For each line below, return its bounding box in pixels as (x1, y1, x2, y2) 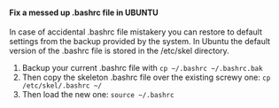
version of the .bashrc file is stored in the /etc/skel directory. (9, 45, 230, 57)
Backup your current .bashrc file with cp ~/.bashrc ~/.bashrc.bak (21, 63, 263, 73)
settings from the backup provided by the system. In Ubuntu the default (9, 36, 271, 47)
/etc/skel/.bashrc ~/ (21, 81, 102, 90)
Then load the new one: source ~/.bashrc (21, 89, 174, 100)
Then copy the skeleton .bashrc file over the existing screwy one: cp (21, 72, 271, 83)
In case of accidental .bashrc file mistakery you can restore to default (9, 27, 263, 37)
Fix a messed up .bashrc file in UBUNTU (9, 7, 159, 18)
